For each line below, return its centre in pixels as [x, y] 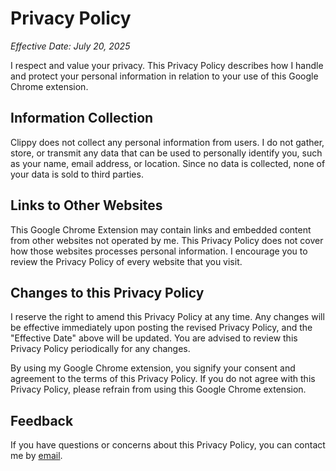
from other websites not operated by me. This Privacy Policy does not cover [167, 240]
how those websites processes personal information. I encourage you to [159, 251]
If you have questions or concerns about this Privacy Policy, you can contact [168, 445]
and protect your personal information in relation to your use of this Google [164, 76]
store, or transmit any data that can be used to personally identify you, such [166, 153]
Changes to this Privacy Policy [107, 292]
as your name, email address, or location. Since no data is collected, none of [168, 163]
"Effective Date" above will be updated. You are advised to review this [154, 338]
